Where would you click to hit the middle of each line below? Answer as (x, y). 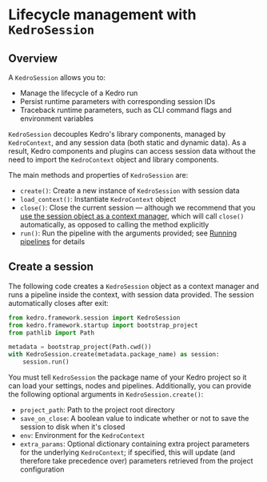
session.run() (46, 362)
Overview (33, 58)
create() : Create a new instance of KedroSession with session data (130, 191)
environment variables (57, 118)
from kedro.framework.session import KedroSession (94, 318)
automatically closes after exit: (59, 303)
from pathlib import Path (51, 333)
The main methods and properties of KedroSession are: (98, 175)
